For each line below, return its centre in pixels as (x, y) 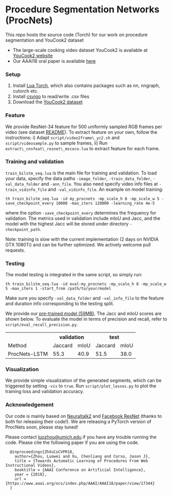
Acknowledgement (30, 405)
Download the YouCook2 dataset (48, 102)
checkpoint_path (23, 229)
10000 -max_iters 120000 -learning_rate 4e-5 (105, 203)
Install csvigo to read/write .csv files (51, 97)
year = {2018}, (31, 474)
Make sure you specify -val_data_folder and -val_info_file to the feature (85, 298)
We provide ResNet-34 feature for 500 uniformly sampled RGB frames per (84, 127)
